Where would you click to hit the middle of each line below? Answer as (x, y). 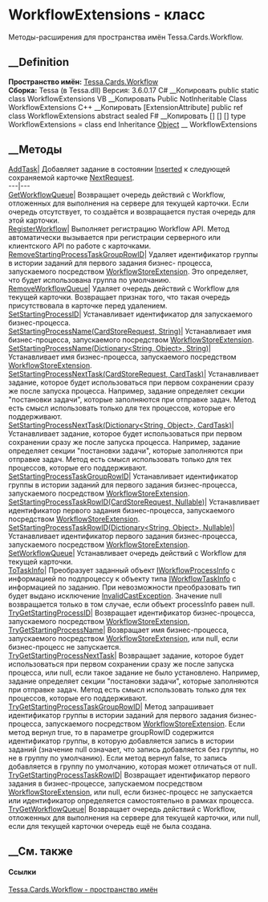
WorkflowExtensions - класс (107, 15)
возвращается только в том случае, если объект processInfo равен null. (132, 604)
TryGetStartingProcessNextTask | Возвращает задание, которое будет (126, 655)
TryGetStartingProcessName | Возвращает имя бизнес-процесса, (119, 630)
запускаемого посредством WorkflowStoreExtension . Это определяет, (128, 271)
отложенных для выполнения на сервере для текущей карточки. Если (129, 203)
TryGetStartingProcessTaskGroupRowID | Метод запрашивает (111, 706)
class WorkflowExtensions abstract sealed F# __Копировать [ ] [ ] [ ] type (127, 116)
